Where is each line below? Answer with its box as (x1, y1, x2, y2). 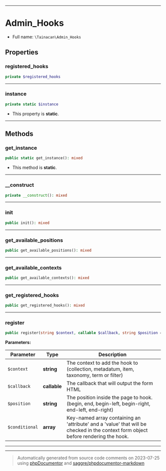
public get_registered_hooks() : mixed (5, 303, 85, 308)
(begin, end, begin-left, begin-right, (66, 400, 151, 407)
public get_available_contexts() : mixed (5, 275, 90, 281)
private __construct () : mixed (5, 193, 68, 198)
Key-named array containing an (66, 415, 141, 422)
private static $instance (5, 102, 58, 107)
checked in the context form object (66, 427, 148, 434)
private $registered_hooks (5, 74, 61, 79)
